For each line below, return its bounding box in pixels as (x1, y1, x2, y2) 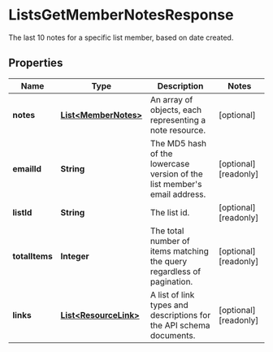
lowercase (149, 158, 190, 169)
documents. (149, 329, 196, 341)
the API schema (149, 319, 210, 331)
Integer (60, 250, 89, 262)
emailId (12, 163, 42, 174)
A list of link (149, 289, 195, 300)
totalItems (12, 250, 53, 262)
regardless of (149, 266, 201, 277)
